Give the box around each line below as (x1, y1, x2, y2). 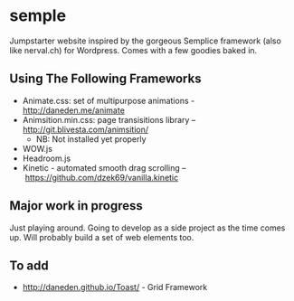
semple (9, 5, 66, 26)
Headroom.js (22, 153, 71, 164)
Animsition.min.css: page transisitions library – (22, 114, 196, 125)
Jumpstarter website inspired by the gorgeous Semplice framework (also (9, 35, 282, 46)
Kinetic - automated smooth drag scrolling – (22, 162, 186, 173)
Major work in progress (9, 198, 143, 213)
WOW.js (22, 143, 52, 154)
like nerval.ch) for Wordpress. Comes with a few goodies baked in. (9, 44, 258, 55)
